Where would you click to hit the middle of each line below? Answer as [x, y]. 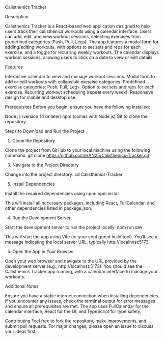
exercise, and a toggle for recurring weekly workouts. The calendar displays [82, 52]
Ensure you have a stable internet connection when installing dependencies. [82, 296]
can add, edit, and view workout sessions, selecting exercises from [73, 37]
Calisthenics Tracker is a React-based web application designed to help [78, 26]
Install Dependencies [33, 184]
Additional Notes [22, 286]
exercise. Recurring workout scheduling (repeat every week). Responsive [79, 92]
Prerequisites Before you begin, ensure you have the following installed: [78, 107]
